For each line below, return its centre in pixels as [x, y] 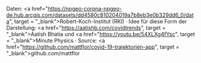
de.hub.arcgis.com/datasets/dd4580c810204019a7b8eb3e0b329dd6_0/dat [100, 15]
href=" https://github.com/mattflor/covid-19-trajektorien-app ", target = [93, 47]
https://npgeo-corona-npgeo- [85, 9]
